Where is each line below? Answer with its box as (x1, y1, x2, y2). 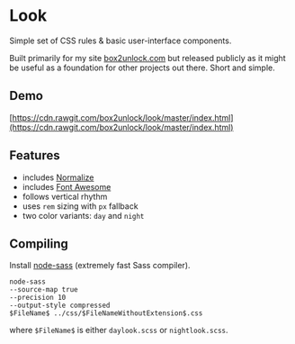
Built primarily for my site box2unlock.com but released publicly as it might (9, 52, 286, 63)
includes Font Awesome (22, 181, 112, 192)
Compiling (9, 236, 69, 251)
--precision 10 (9, 294, 67, 303)
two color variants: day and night (22, 210, 145, 221)
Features (9, 148, 60, 163)
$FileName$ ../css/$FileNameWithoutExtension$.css (9, 309, 203, 318)
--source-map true (9, 285, 78, 294)
